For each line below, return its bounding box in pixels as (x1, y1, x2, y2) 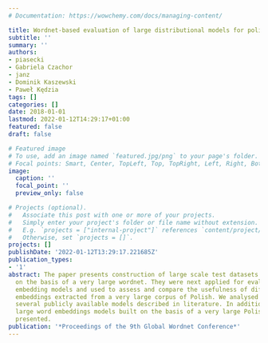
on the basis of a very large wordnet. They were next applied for (15, 277, 245, 286)
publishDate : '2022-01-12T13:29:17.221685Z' (8, 249, 159, 257)
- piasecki (8, 56, 45, 64)
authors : (8, 49, 37, 57)
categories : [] (8, 101, 59, 109)
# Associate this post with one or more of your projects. (8, 211, 216, 219)
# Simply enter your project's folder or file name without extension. (8, 218, 259, 226)
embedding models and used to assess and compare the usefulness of (15, 285, 248, 293)
